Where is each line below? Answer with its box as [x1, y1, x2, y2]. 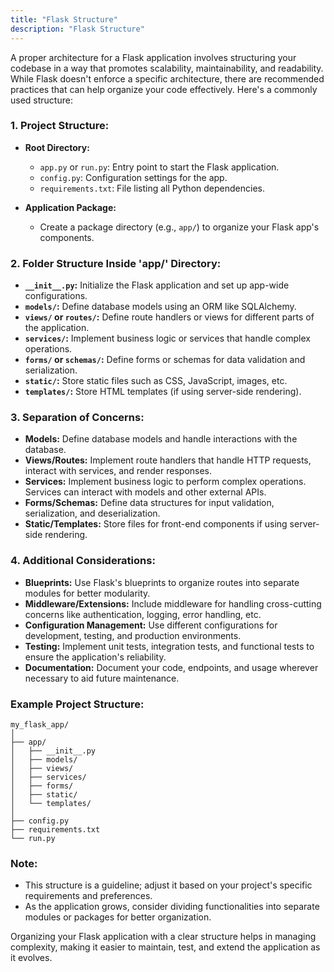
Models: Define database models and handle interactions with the [24, 433, 298, 445]
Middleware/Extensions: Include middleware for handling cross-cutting [24, 597, 322, 610]
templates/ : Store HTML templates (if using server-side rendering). [24, 386, 302, 398]
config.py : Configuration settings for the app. [39, 171, 228, 183]
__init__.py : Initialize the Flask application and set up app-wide [24, 279, 290, 291]
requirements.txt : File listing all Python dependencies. [39, 182, 265, 194]
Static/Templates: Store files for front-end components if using [24, 518, 288, 530]
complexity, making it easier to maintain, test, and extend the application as [10, 941, 321, 953]
